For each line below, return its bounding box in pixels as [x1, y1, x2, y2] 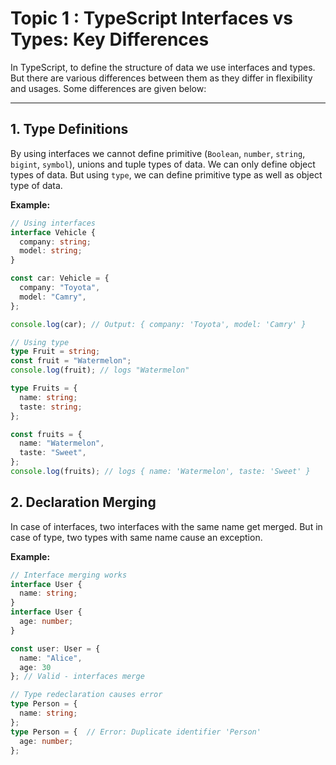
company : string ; [19, 237, 92, 247]
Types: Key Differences [10, 28, 210, 51]
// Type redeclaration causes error [10, 690, 163, 700]
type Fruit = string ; [10, 347, 101, 357]
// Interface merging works [10, 570, 128, 580]
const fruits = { [10, 429, 83, 439]
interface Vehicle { [10, 227, 97, 237]
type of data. [10, 179, 63, 191]
